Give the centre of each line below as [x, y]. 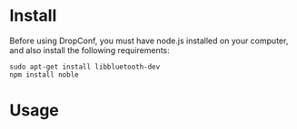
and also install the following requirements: [89, 50]
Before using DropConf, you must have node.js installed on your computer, [149, 41]
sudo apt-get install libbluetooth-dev [85, 67]
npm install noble [44, 74]
